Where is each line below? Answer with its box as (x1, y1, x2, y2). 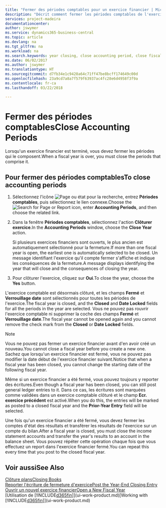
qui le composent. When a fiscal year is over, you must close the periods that (5, 154, 161, 160)
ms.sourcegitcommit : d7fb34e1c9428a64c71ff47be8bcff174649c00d (5, 72, 138, 77)
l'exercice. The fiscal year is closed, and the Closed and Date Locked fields (5, 300, 158, 306)
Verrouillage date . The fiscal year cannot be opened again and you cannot (5, 316, 157, 322)
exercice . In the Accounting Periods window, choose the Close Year (12, 224, 152, 230)
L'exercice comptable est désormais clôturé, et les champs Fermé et (5, 290, 145, 296)
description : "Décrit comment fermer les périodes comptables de (5, 12, 142, 17)
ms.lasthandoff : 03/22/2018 (5, 85, 63, 90)
